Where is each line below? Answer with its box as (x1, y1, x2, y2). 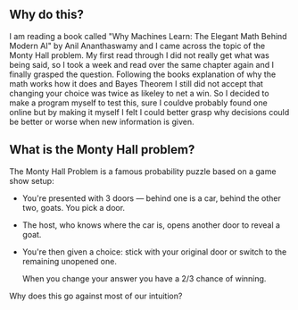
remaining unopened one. (21, 256, 118, 266)
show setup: (9, 175, 55, 186)
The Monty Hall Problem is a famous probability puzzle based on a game (9, 165, 277, 177)
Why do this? (9, 7, 85, 22)
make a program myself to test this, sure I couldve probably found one (9, 97, 268, 108)
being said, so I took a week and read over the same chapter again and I (9, 59, 275, 70)
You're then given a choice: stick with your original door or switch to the (21, 246, 287, 257)
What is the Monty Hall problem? (9, 142, 195, 157)
